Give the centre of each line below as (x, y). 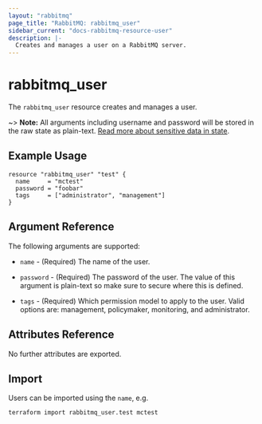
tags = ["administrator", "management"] (90, 195)
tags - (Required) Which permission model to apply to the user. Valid (132, 301)
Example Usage (48, 156)
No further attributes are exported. (65, 354)
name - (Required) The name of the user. (85, 261)
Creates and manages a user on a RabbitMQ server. (101, 46)
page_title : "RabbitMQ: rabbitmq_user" (74, 23)
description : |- (35, 38)
